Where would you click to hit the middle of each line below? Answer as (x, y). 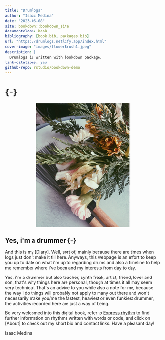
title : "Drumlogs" (24, 10)
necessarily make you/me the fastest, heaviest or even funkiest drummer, (80, 298)
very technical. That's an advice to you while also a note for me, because (79, 288)
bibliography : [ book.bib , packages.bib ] (47, 36)
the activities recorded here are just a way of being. (57, 304)
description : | (21, 52)
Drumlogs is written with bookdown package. (56, 57)
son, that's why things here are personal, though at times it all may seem (79, 282)
